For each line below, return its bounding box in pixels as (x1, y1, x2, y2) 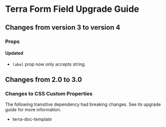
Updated (5, 50, 24, 56)
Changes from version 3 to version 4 (5, 23, 120, 32)
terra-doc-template (12, 116, 52, 122)
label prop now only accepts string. (12, 61, 86, 67)
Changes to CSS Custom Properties (5, 90, 93, 97)
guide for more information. (5, 107, 61, 113)
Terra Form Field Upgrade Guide (5, 3, 140, 15)
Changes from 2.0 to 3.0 (5, 76, 82, 84)
